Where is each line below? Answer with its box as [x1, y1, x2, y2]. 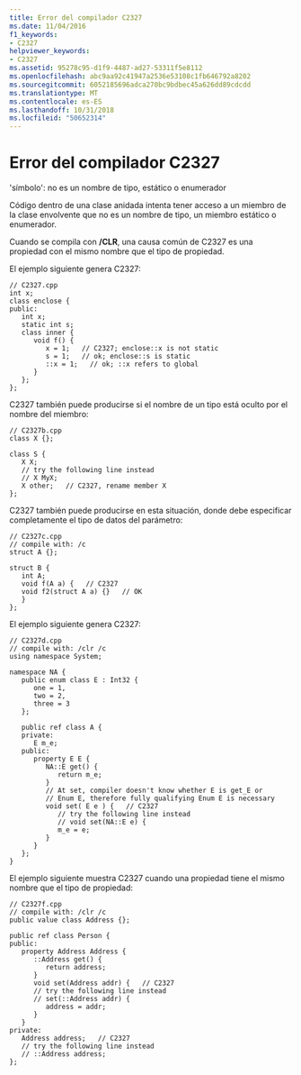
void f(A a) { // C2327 [21, 579, 119, 588]
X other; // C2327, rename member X [21, 481, 167, 491]
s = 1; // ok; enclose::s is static [45, 352, 191, 361]
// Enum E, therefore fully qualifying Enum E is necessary [45, 794, 276, 803]
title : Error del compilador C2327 [9, 13, 143, 23]
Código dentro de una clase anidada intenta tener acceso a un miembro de [9, 200, 287, 211]
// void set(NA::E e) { [57, 817, 146, 827]
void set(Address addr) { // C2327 [32, 979, 175, 988]
